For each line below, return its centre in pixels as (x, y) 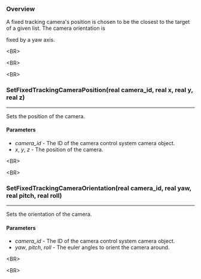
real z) (16, 97)
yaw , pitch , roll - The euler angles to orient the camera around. (92, 247)
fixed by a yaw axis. (31, 40)
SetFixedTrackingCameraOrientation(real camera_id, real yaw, (99, 188)
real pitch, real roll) (34, 195)
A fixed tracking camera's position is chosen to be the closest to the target (98, 22)
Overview (21, 9)
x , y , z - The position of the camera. (59, 149)
